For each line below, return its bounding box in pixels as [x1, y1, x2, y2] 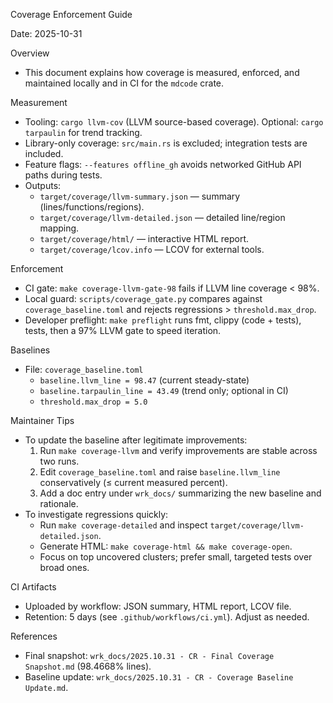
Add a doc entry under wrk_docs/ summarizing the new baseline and [39, 487, 322, 499]
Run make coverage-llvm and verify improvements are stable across [39, 445, 318, 456]
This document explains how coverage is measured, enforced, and [24, 67, 300, 78]
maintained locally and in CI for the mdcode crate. [24, 77, 225, 89]
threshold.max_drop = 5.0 [39, 397, 148, 407]
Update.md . [24, 682, 69, 693]
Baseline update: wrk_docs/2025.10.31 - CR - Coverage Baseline [24, 671, 294, 683]
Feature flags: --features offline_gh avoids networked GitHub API [24, 159, 302, 170]
